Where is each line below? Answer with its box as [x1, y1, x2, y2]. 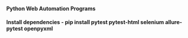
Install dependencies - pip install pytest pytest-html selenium [6, 19, 164, 26]
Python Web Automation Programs [6, 5, 96, 12]
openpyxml [24, 25, 53, 33]
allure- [165, 19, 183, 26]
